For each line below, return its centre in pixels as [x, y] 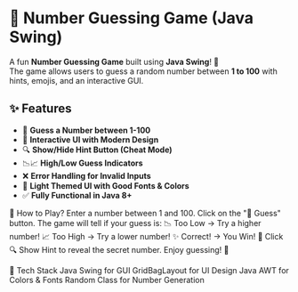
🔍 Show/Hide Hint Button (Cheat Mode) [97, 150]
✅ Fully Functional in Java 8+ [77, 195]
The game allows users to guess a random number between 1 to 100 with [143, 71]
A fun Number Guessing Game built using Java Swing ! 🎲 [114, 61]
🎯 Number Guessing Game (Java [132, 18]
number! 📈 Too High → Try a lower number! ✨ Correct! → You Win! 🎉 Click [146, 236]
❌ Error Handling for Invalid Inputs [86, 175]
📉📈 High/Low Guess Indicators [83, 163]
